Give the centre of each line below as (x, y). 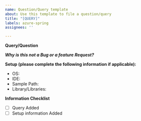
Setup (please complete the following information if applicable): (71, 64)
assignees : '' (19, 28)
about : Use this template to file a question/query (58, 14)
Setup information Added (37, 113)
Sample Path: (25, 84)
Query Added (25, 108)
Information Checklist (27, 98)
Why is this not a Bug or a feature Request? (50, 55)
